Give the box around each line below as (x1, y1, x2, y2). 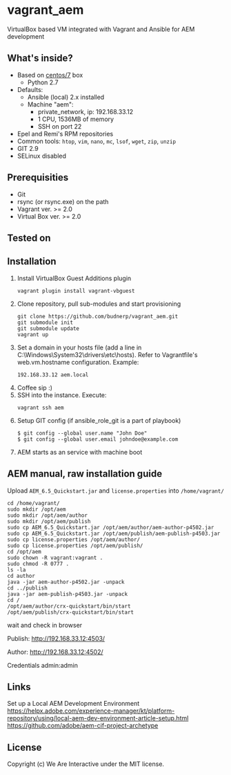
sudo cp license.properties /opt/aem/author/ (7, 536, 140, 543)
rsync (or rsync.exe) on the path (17, 197, 109, 206)
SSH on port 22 (37, 122, 82, 130)
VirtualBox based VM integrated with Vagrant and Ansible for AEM (7, 25, 195, 33)
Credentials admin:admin (7, 661, 78, 669)
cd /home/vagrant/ (7, 500, 60, 507)
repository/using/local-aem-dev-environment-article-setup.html (7, 714, 189, 722)
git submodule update (17, 325, 79, 332)
